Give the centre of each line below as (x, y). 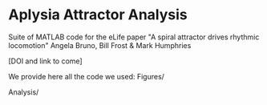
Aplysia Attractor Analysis (98, 15)
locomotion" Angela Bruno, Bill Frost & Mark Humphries (100, 45)
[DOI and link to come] (45, 61)
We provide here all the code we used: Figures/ (86, 76)
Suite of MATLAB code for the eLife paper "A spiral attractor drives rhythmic (134, 37)
